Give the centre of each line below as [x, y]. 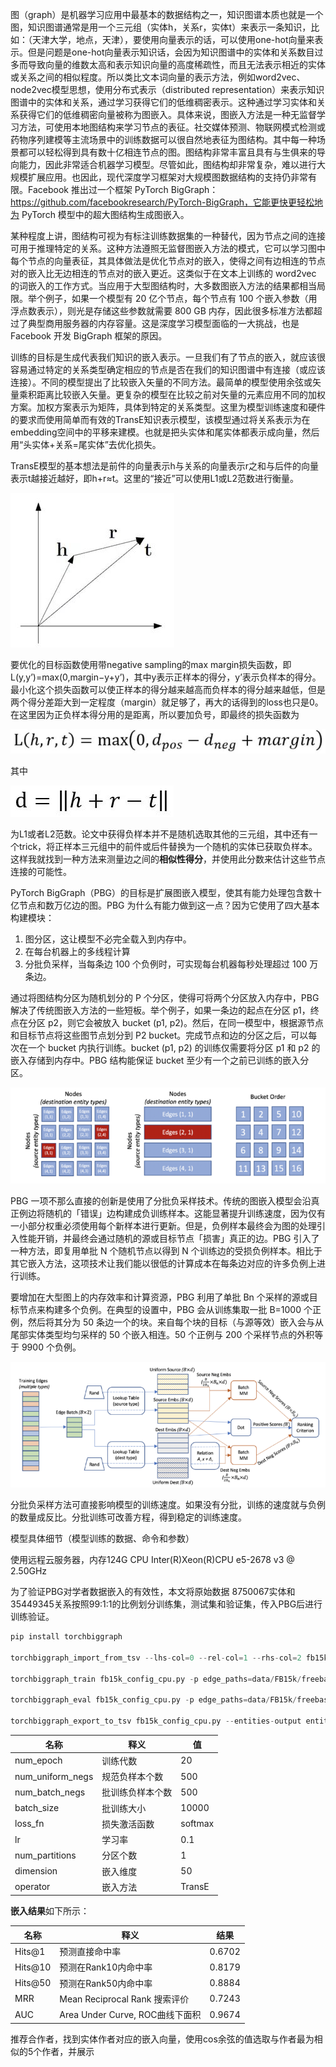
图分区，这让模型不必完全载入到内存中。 [108, 939]
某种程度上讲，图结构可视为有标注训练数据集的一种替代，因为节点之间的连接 [168, 236]
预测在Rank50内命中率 [106, 1983]
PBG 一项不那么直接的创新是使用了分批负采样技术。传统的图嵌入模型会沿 [161, 1201]
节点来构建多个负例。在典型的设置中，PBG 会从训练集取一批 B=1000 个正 [170, 1310]
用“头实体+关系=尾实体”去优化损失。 [86, 444]
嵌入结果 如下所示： [50, 1911]
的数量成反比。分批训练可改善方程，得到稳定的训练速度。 [128, 1517]
